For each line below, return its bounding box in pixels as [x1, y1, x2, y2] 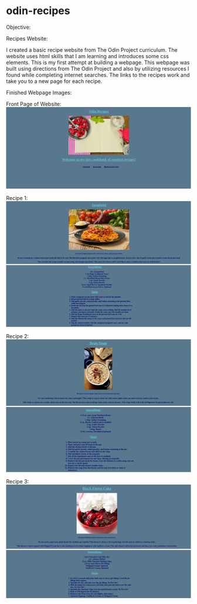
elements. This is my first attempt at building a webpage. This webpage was [6, 59, 190, 66]
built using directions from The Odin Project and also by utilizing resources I [6, 65, 189, 72]
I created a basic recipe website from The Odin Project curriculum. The [6, 46, 178, 54]
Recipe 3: [6, 478, 29, 485]
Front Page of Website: [6, 100, 62, 107]
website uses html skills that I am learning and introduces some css [6, 52, 169, 59]
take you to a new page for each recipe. [6, 78, 103, 85]
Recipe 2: [6, 332, 29, 339]
